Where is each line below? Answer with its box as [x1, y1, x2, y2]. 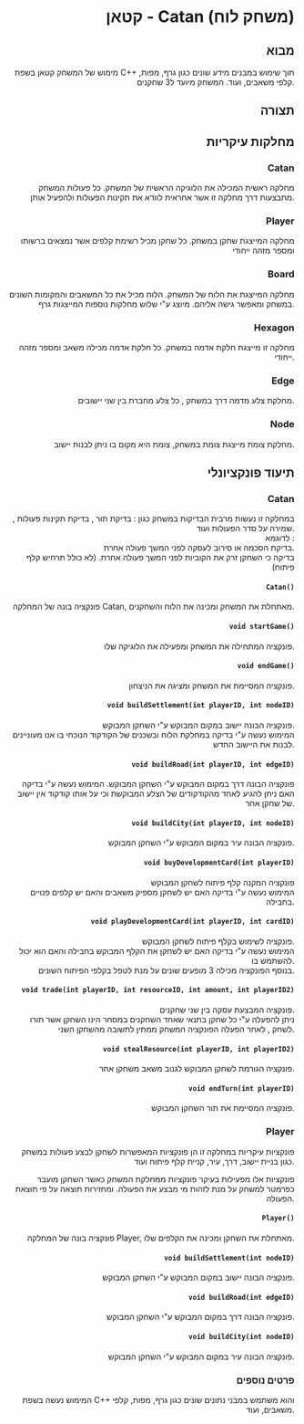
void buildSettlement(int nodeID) [163, 1253, 295, 1262]
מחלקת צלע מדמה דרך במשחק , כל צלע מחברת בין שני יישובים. [77, 395, 295, 406]
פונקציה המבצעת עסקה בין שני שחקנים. [159, 1004, 295, 1015]
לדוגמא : [265, 532, 295, 544]
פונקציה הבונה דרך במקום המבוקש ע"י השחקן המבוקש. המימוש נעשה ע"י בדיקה [22, 779, 295, 790]
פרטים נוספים [236, 1374, 295, 1387]
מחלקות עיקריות [206, 134, 295, 150]
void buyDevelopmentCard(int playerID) [143, 858, 295, 868]
